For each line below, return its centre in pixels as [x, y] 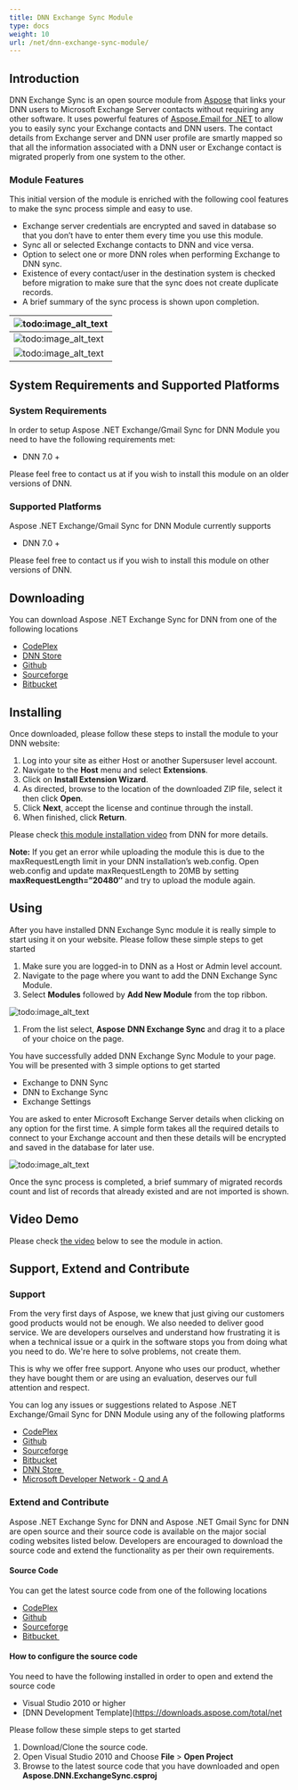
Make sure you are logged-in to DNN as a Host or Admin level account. [152, 966]
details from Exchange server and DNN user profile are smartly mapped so [146, 138]
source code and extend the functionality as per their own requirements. [142, 1550]
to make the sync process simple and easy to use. [101, 209]
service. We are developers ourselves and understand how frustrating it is [145, 1332]
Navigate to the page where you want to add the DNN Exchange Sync [150, 975]
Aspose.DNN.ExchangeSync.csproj [89, 1775]
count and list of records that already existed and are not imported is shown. [149, 1191]
